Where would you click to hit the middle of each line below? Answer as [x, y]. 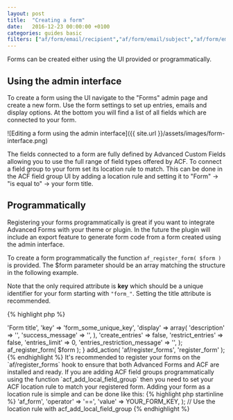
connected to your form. [42, 119]
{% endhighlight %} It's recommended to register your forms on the [104, 357]
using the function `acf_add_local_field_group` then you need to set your [110, 379]
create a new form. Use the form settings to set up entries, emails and [107, 105]
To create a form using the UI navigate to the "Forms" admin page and [107, 97]
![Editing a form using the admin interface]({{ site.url [82, 133]
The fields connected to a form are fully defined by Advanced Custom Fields [116, 154]
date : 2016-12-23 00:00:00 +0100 [59, 26]
